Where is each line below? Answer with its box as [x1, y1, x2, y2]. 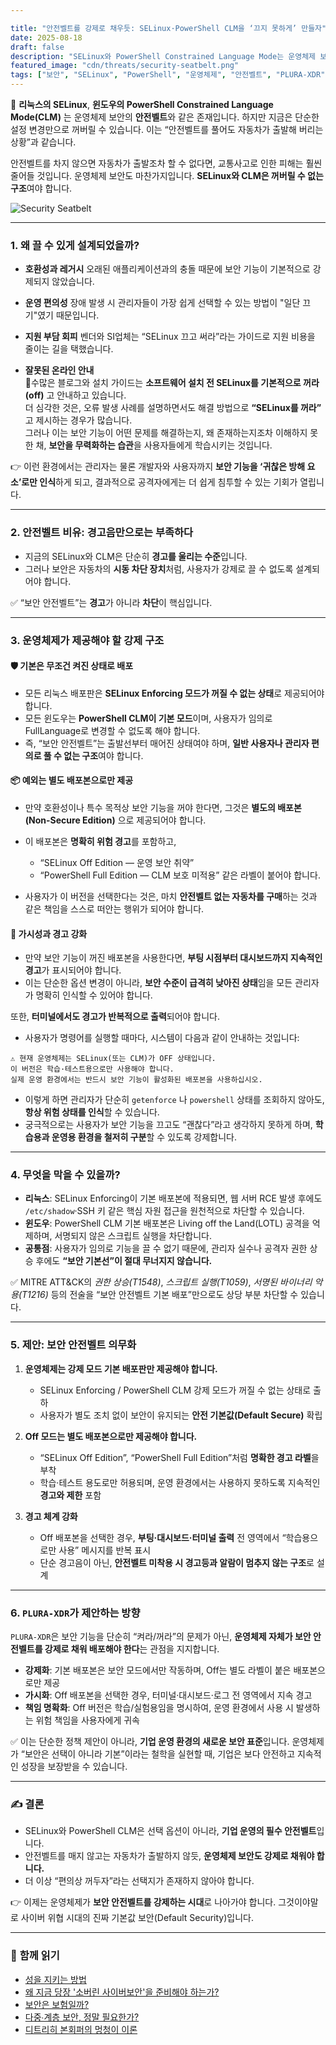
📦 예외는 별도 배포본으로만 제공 [10, 774, 134, 786]
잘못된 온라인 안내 [24, 364, 95, 376]
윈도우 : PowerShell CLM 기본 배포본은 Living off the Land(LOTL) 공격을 [24, 1217, 310, 1230]
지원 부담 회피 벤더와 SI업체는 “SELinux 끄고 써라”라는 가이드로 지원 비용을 [24, 331, 316, 343]
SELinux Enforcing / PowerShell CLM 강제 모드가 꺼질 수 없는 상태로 [39, 1384, 312, 1396]
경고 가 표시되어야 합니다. [24, 964, 122, 976]
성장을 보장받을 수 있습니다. [20, 1761, 128, 1773]
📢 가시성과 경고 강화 [10, 927, 88, 940]
